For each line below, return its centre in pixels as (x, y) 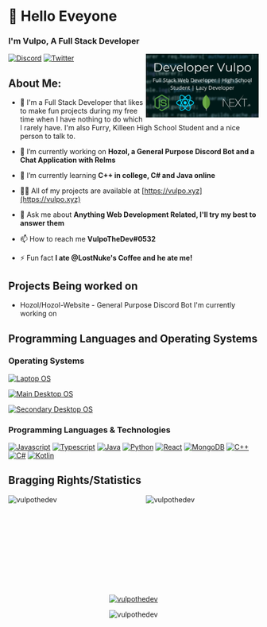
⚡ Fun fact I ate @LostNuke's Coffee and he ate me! (106, 258)
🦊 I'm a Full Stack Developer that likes (81, 103)
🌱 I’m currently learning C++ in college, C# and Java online (118, 176)
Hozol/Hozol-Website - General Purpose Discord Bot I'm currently (128, 305)
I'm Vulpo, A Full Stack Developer (74, 41)
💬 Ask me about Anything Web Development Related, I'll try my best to (138, 215)
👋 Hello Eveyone (63, 16)
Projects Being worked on (73, 286)
